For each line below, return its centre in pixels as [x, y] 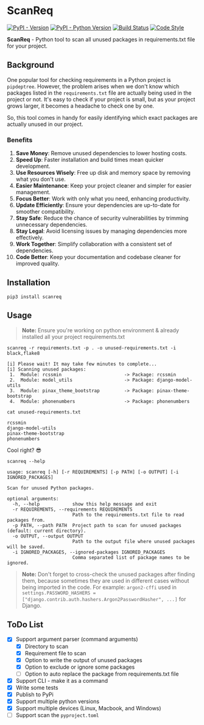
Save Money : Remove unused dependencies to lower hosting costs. [101, 153]
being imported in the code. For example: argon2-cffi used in [99, 587]
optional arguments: [33, 498]
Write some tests [37, 687]
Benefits [20, 140]
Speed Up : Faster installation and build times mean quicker [90, 160]
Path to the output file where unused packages [134, 541]
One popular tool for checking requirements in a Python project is [89, 79]
